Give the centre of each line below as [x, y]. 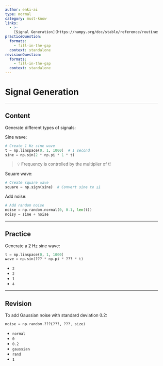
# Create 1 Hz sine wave [30, 146]
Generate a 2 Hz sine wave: [33, 246]
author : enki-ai [21, 9]
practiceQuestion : [24, 37]
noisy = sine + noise [27, 214]
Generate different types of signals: [41, 127]
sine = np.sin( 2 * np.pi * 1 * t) [40, 155]
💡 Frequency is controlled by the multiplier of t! [64, 164]
